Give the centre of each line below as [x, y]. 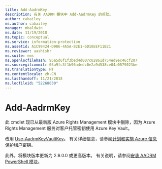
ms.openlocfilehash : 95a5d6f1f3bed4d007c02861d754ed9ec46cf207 [71, 60]
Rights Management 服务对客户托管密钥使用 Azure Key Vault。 [69, 128]
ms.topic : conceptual [27, 38]
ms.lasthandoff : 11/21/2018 [34, 79]
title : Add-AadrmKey [26, 10]
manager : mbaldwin [24, 28]
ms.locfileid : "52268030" [32, 83]
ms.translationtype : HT [30, 70]
